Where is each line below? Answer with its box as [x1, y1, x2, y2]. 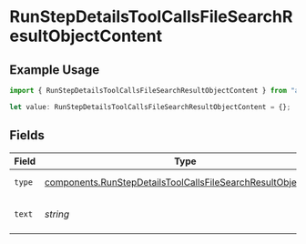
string [44, 208, 70, 220]
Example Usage [9, 62, 100, 77]
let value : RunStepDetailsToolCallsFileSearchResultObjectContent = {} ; [9, 102, 291, 111]
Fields [9, 127, 46, 143]
